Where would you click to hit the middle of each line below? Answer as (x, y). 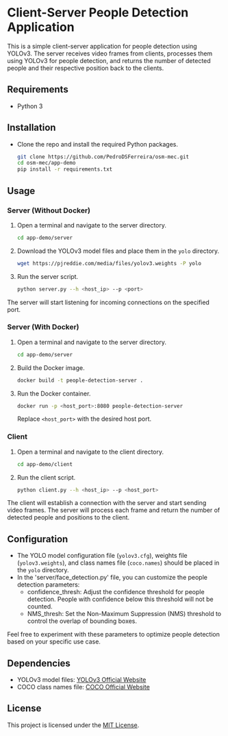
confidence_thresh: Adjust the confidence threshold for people (116, 592)
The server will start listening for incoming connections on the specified (109, 302)
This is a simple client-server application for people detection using (102, 46)
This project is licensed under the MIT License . (73, 725)
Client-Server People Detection (98, 13)
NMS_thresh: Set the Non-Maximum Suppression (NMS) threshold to (124, 614)
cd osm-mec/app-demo (46, 163)
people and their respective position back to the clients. (86, 68)
